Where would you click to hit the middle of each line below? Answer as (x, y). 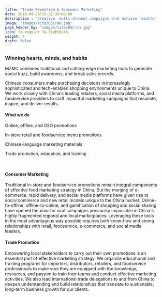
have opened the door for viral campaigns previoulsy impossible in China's (79, 211)
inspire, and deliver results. (32, 104)
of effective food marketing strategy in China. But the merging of (69, 190)
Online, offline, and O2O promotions (41, 125)
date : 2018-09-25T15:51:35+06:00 (39, 14)
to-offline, (15, 205)
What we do (17, 115)
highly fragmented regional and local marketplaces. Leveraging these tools (80, 216)
